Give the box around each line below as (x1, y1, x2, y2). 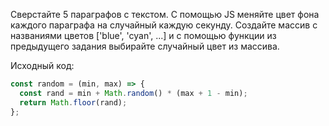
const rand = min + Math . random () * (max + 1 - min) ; (19, 88, 248, 98)
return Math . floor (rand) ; (19, 97, 128, 108)
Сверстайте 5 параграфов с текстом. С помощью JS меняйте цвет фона (10, 9, 320, 20)
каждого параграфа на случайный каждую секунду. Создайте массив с (10, 19, 318, 31)
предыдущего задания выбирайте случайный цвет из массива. (10, 40, 280, 52)
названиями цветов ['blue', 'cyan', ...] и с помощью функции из (10, 30, 277, 41)
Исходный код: (10, 60, 75, 71)
